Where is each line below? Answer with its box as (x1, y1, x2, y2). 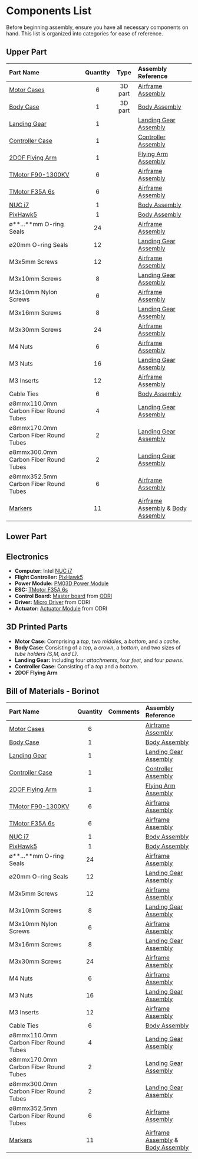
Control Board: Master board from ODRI (14, 592, 113, 599)
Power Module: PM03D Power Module (14, 580, 109, 587)
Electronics (6, 551, 49, 561)
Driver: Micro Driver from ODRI (14, 598, 90, 606)
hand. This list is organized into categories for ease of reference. (6, 30, 163, 37)
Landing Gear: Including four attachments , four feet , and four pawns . (14, 657, 184, 664)
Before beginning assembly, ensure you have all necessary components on (6, 24, 189, 31)
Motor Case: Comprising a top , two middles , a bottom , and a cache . (14, 638, 181, 645)
